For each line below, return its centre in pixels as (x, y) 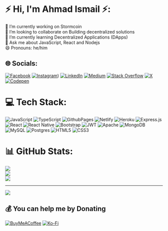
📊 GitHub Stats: (39, 151)
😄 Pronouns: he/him (26, 48)
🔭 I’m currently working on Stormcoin (43, 26)
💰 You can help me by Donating (55, 209)
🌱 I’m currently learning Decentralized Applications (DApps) (66, 37)
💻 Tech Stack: (36, 102)
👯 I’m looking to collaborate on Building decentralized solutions (70, 32)
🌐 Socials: (21, 63)
